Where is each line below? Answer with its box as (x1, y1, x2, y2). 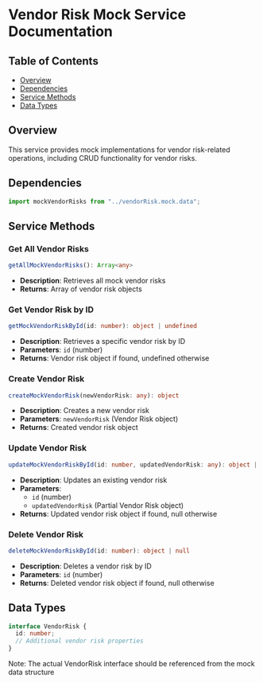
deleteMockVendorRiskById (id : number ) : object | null (8, 547, 191, 555)
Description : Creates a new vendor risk (19, 406, 149, 416)
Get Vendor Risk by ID (8, 304, 94, 315)
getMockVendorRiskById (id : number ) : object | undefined (8, 322, 197, 330)
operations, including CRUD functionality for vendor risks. (8, 153, 197, 162)
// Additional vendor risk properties (15, 637, 145, 646)
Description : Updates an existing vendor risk (19, 475, 168, 485)
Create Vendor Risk (8, 373, 85, 384)
